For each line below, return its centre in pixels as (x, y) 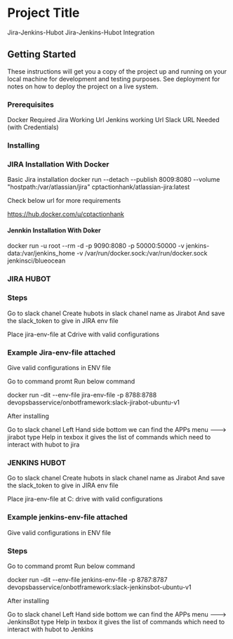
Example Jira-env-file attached (61, 353)
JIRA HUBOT (29, 279)
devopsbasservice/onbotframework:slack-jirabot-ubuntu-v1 (94, 402)
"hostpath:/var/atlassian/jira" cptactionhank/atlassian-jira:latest (99, 187)
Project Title (44, 13)
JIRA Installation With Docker (58, 164)
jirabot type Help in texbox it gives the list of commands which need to (109, 437)
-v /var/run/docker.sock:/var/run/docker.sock (142, 253)
